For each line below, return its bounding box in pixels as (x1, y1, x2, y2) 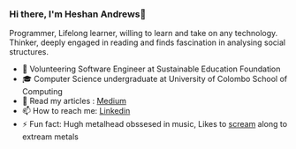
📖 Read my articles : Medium (21, 96, 126, 107)
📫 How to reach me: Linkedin (21, 106, 131, 116)
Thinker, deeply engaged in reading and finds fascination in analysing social (9, 37, 285, 48)
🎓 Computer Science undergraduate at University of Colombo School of (21, 74, 288, 85)
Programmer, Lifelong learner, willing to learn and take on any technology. (9, 28, 278, 39)
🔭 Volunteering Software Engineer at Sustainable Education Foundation (21, 63, 281, 74)
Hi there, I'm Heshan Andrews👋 (9, 8, 147, 20)
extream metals (21, 131, 80, 142)
